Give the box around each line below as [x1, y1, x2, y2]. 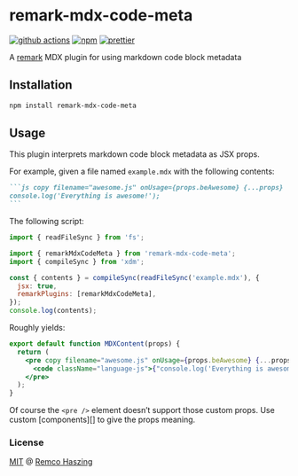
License [9, 436, 44, 449]
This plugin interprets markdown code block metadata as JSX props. [9, 149, 260, 160]
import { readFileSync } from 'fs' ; [9, 233, 145, 242]
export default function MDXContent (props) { [9, 339, 180, 348]
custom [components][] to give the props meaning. [9, 414, 196, 425]
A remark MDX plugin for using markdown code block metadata [9, 51, 242, 62]
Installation [9, 77, 73, 93]
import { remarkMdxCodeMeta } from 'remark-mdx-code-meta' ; [9, 249, 237, 258]
